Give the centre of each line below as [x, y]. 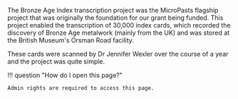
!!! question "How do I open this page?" [65, 75]
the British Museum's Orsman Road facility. [71, 40]
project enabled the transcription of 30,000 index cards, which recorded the [119, 25]
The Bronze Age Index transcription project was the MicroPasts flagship [113, 10]
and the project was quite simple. [56, 62]
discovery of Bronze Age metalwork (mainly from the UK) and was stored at [119, 33]
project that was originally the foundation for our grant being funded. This [115, 18]
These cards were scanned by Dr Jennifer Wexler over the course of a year [118, 54]
